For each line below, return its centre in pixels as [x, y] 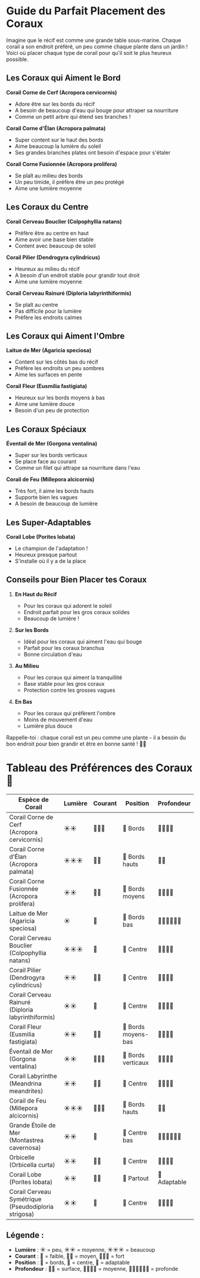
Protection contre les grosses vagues [69, 690]
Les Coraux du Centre [47, 207]
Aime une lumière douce [45, 404]
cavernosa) [25, 1147]
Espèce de [33, 799]
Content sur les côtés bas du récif [56, 362]
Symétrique [25, 1199]
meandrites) [26, 1091]
